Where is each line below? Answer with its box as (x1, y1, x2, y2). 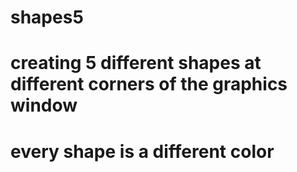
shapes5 (10, 6, 84, 29)
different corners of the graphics (10, 73, 288, 96)
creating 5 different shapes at (10, 52, 262, 75)
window (10, 94, 78, 117)
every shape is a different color (10, 140, 275, 163)
